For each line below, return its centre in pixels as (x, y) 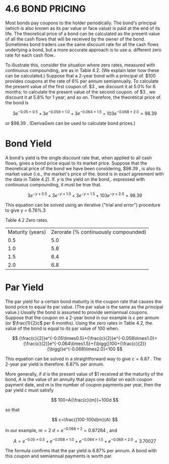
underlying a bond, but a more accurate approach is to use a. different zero (83, 50)
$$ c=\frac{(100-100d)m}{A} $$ (85, 420)
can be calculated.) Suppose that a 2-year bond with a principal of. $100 (80, 75)
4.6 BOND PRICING (45, 9)
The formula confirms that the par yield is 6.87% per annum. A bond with (81, 451)
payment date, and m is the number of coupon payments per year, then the (83, 385)
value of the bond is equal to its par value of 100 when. (62, 328)
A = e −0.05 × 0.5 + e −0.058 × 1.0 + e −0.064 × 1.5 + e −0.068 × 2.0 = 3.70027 (85, 440)
